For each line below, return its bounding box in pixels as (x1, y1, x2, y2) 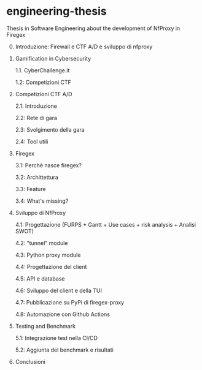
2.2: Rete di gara (15, 114, 57, 121)
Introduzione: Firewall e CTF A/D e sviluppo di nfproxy (15, 43, 153, 50)
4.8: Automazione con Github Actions (15, 311, 111, 318)
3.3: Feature (15, 185, 46, 192)
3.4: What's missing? (15, 197, 69, 205)
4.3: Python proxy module (15, 251, 81, 259)
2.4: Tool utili (15, 138, 49, 145)
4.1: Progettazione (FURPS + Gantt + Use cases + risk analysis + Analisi (15, 221, 196, 228)
